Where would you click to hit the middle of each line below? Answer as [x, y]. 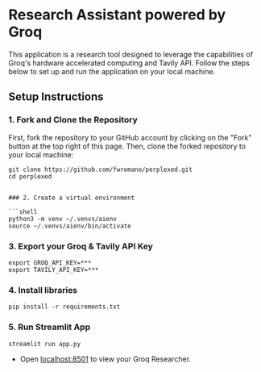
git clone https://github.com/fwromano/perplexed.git [101, 169]
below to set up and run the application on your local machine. [112, 71]
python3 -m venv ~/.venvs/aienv [62, 219]
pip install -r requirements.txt [64, 307]
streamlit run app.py [45, 344]
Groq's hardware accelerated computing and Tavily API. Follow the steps [129, 63]
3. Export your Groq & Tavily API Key [81, 246]
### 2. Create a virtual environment [72, 198]
